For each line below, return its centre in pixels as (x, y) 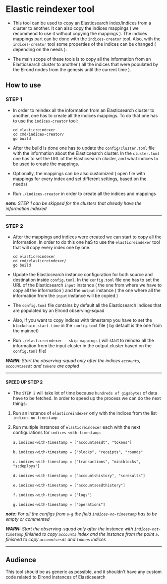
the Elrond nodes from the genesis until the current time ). (72, 69)
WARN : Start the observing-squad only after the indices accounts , (73, 360)
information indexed (26, 208)
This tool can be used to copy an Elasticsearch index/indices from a (82, 23)
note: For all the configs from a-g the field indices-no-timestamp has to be (82, 514)
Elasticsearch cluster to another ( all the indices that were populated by (85, 64)
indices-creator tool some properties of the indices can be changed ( (84, 44)
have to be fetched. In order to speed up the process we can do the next (87, 398)
